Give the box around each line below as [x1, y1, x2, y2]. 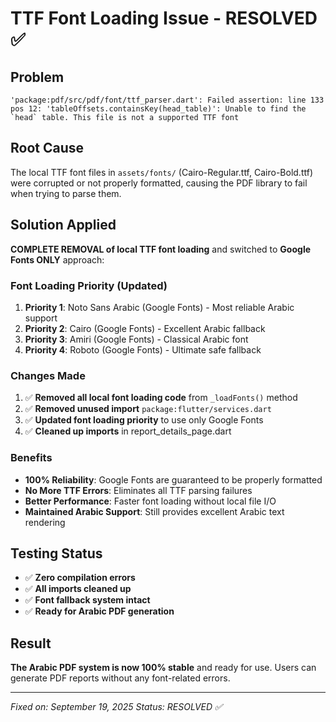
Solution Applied [10, 217, 117, 234]
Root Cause [10, 140, 85, 157]
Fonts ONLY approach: [10, 253, 105, 266]
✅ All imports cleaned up [24, 583, 132, 595]
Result [10, 635, 52, 652]
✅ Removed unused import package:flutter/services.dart [24, 403, 272, 415]
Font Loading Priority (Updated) [10, 278, 168, 292]
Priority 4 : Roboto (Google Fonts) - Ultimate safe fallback [24, 343, 262, 356]
